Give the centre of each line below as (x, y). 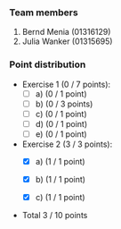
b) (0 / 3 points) (64, 104)
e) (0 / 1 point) (61, 134)
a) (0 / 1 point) (61, 93)
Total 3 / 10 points (55, 216)
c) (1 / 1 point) (60, 198)
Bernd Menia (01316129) (66, 32)
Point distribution (48, 64)
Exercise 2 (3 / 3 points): (67, 144)
